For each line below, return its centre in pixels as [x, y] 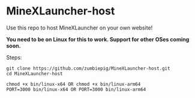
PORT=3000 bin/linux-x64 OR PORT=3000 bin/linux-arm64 [76, 89]
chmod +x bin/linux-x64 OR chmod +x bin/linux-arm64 [73, 84]
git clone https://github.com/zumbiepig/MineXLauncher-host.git [88, 68]
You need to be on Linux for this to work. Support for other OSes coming [98, 39]
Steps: [14, 57]
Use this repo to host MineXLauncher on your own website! [79, 28]
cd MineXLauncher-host [34, 73]
